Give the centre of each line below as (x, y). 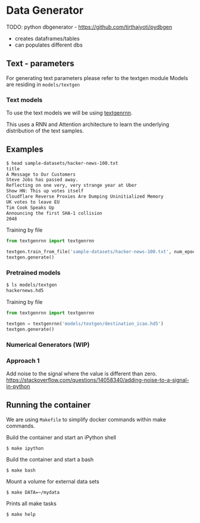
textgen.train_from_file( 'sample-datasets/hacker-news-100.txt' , (89, 252)
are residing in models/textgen (43, 84)
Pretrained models (33, 273)
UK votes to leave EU (33, 202)
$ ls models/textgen (32, 285)
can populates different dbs (49, 45)
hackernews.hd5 (25, 291)
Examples (25, 150)
